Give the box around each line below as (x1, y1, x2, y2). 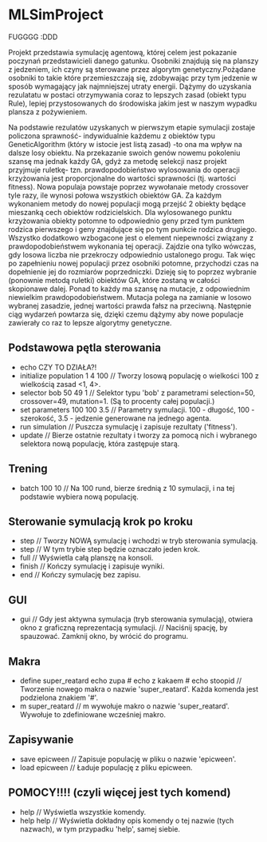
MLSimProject (8, 6, 104, 24)
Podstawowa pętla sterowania (8, 341, 162, 355)
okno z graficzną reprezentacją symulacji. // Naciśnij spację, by (19, 623, 229, 632)
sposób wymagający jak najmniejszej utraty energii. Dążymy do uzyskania (8, 82, 252, 91)
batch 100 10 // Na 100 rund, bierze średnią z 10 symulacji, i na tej (19, 483, 235, 493)
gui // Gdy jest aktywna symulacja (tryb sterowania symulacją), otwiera (19, 614, 253, 625)
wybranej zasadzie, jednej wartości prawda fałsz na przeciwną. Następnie (8, 301, 252, 310)
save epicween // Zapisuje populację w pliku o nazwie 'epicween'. (19, 754, 237, 764)
